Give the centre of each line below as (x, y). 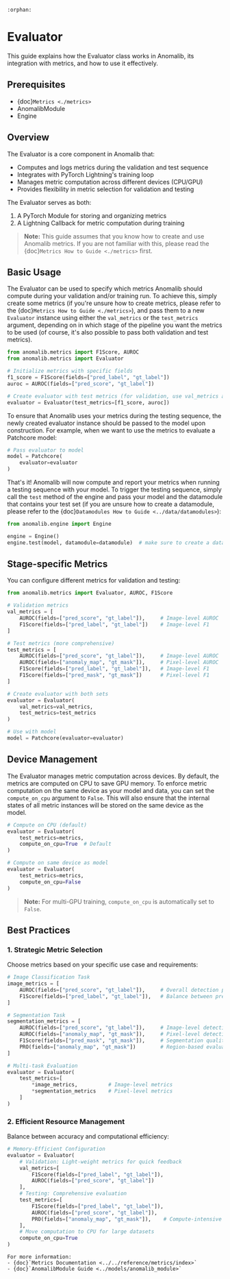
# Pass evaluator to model (46, 450)
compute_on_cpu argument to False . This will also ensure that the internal (108, 798)
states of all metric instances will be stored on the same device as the (105, 805)
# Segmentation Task (37, 1015)
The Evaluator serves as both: (49, 202)
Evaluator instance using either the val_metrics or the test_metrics (103, 318)
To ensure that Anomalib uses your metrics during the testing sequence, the (114, 415)
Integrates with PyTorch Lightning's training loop (85, 174)
